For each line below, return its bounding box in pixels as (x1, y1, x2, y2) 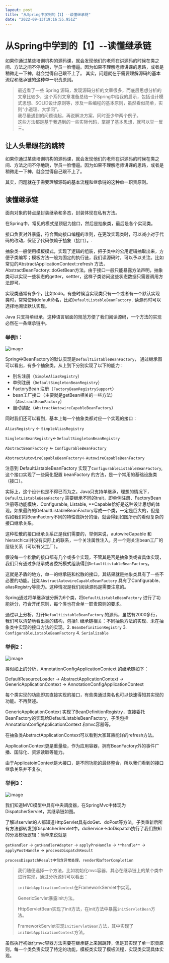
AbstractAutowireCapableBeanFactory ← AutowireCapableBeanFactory (5, 455, 145, 461)
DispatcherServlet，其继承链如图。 (5, 808, 78, 814)
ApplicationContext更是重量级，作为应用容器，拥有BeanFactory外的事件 (5, 742, 155, 748)
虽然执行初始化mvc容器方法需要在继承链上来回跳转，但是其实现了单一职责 (5, 940, 159, 946)
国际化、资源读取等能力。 (14, 749, 67, 755)
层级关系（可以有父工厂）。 (5, 544, 60, 550)
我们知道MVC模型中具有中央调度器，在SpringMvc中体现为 (5, 802, 126, 808)
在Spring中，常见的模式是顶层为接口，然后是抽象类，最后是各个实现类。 (5, 220, 156, 226)
